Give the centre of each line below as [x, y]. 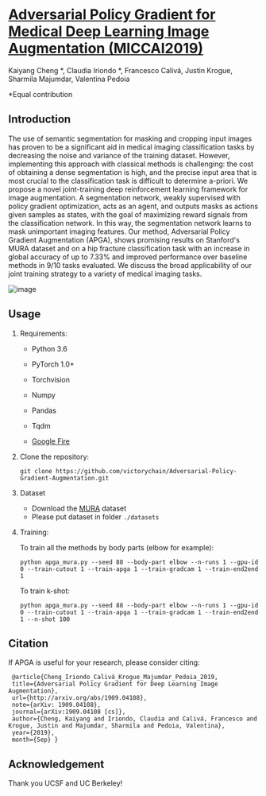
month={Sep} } [35, 740]
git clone [36, 471]
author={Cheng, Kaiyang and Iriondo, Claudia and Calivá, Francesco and [135, 719]
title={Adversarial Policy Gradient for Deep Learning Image [115, 684]
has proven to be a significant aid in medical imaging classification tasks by [131, 147]
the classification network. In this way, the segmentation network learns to [130, 223]
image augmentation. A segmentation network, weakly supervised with [124, 197]
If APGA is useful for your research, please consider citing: [104, 662]
